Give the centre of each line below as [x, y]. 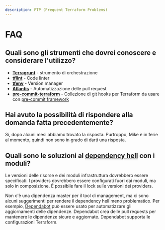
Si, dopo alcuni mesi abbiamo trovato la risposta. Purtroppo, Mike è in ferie [82, 135]
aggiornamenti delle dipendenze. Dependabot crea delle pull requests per [81, 212]
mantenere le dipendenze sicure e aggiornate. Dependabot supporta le [78, 217]
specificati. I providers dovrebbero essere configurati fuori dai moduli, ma [81, 181]
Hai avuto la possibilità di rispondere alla [69, 115]
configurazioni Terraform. [32, 222]
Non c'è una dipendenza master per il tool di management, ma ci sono [77, 196]
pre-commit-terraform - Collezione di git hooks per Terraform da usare [86, 94]
